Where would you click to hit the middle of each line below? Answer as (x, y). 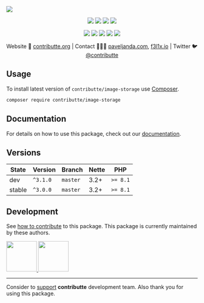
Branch (72, 170)
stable (18, 190)
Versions (24, 152)
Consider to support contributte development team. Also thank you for (95, 287)
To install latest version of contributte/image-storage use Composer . (93, 89)
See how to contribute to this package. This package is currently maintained (102, 226)
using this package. (31, 294)
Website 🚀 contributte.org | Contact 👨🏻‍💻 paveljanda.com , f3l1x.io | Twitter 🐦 (102, 46)
